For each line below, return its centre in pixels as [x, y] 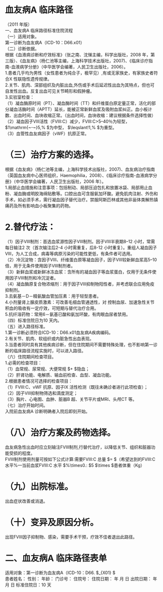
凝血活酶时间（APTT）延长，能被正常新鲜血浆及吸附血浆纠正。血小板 [78, 109]
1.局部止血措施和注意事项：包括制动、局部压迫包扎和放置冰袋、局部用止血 [79, 187]
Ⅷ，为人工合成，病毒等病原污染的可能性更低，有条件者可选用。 [70, 253]
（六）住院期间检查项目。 [31, 357]
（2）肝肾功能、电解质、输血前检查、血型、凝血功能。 [59, 375]
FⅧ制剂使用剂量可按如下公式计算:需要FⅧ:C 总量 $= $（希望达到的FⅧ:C [80, 459]
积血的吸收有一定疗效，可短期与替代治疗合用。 [52, 308]
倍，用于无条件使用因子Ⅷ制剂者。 [40, 265]
